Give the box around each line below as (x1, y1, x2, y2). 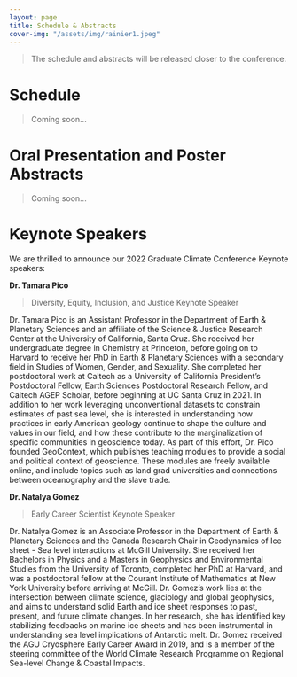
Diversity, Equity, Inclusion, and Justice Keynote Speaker (30, 298, 239, 308)
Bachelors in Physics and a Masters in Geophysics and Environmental (9, 555, 263, 565)
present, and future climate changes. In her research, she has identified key (9, 611, 285, 621)
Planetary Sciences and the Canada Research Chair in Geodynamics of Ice (9, 535, 282, 546)
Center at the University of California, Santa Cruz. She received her (9, 333, 255, 344)
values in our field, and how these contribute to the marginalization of (9, 427, 263, 439)
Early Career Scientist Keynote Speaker (30, 509, 176, 519)
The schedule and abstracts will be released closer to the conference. (30, 54, 286, 65)
